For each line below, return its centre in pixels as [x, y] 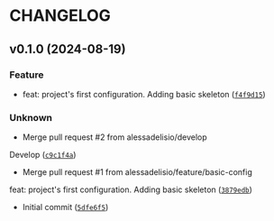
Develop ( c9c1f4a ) [43, 155]
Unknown [31, 117]
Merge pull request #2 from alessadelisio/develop [114, 137]
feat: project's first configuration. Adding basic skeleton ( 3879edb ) [131, 189]
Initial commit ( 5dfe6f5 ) [65, 207]
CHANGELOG [60, 16]
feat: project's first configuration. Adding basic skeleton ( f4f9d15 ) [144, 94]
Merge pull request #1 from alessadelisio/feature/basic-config [137, 172]
